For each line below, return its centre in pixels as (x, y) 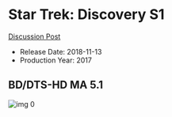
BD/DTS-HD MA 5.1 (56, 85)
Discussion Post (34, 36)
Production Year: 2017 (56, 60)
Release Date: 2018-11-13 (61, 51)
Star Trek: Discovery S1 (86, 15)
